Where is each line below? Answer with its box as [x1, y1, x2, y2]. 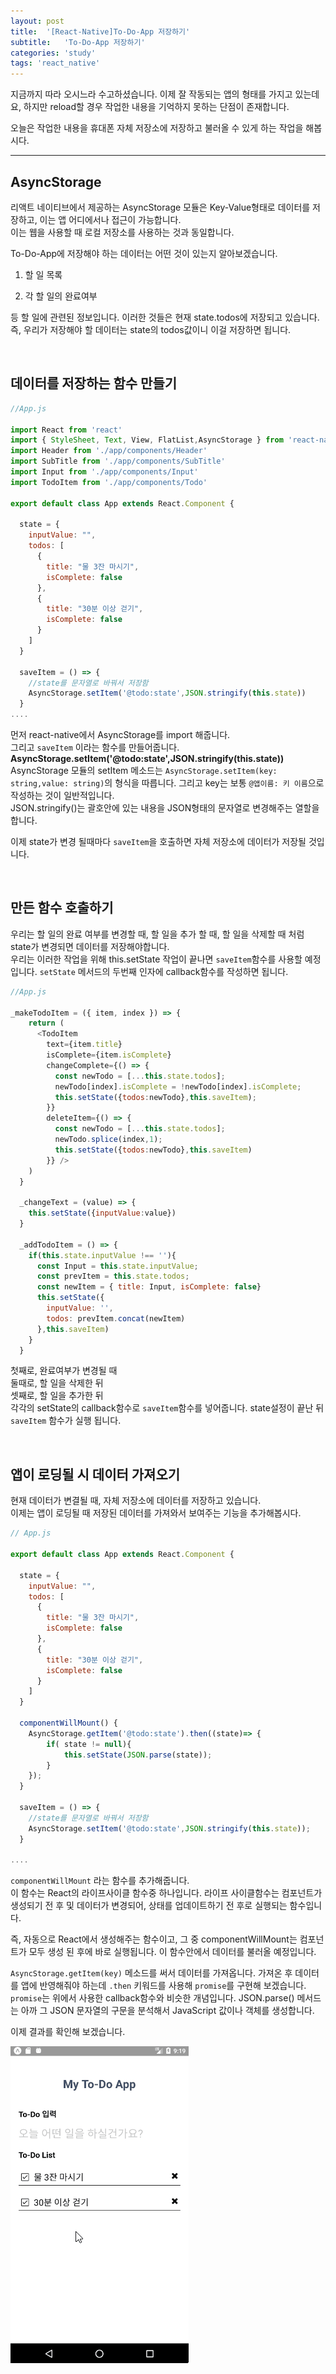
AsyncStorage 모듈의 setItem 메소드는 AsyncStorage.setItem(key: [10, 765, 278, 776]
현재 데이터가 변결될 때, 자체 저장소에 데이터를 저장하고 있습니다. [10, 1495, 262, 1507]
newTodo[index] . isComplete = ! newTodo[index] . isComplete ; [54, 1081, 302, 1092]
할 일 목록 [24, 268, 63, 280]
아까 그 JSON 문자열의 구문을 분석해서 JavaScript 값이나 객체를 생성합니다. [20, 2005, 315, 2017]
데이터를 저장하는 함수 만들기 [10, 375, 178, 392]
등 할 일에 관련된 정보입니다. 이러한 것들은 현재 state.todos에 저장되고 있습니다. [10, 311, 320, 323]
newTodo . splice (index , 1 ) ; [54, 1135, 163, 1145]
